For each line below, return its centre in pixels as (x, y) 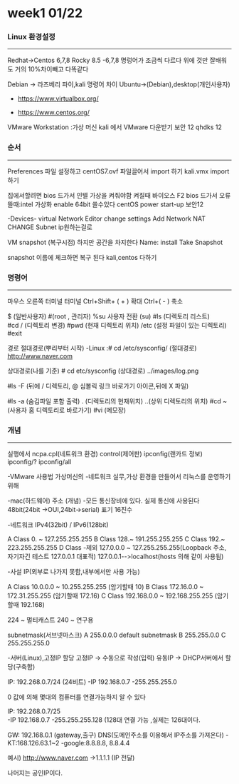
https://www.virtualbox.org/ (58, 99)
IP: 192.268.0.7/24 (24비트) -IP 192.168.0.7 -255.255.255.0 (92, 682)
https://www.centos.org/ (54, 113)
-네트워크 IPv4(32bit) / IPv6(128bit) (58, 525)
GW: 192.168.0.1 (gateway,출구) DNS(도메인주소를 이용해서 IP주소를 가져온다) (116, 735)
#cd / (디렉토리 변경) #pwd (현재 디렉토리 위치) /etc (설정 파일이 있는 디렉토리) (117, 326)
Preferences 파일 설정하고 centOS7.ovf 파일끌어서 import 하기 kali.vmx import (118, 171)
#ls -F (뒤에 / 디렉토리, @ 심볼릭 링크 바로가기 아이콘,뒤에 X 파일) (98, 386)
